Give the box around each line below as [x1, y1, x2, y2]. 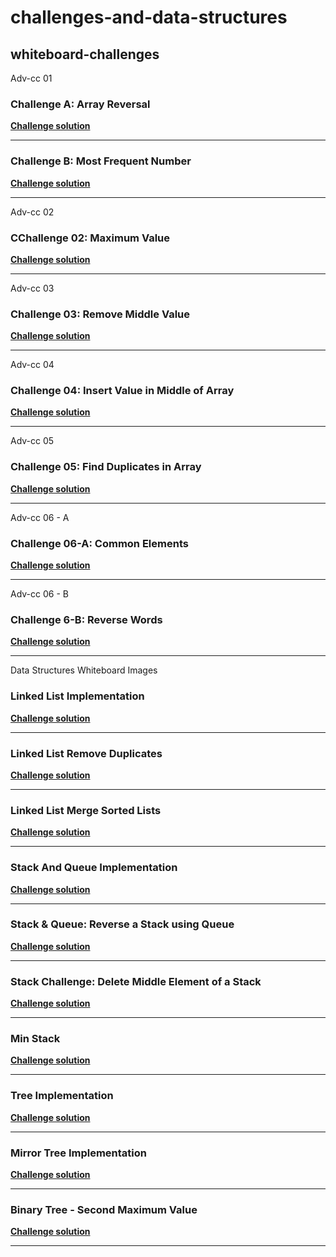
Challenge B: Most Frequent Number [10, 154, 192, 168]
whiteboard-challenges [10, 46, 160, 63]
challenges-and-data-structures [10, 6, 288, 29]
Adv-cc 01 [10, 72, 53, 84]
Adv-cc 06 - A [10, 511, 70, 523]
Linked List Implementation [10, 689, 145, 703]
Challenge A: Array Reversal [10, 97, 151, 111]
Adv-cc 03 [10, 282, 55, 294]
